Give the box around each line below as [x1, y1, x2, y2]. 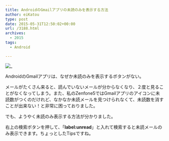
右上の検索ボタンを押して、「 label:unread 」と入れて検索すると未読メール [5, 124, 158, 130]
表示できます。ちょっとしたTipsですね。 [9, 130, 93, 136]
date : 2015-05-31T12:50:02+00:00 [5, 21, 76, 27]
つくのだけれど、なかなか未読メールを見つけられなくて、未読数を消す [18, 96, 164, 102]
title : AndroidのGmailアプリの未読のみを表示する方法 [5, 7, 108, 13]
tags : [5, 40, 17, 45]
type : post [5, 17, 28, 22]
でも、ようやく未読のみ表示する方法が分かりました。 [5, 113, 116, 119]
